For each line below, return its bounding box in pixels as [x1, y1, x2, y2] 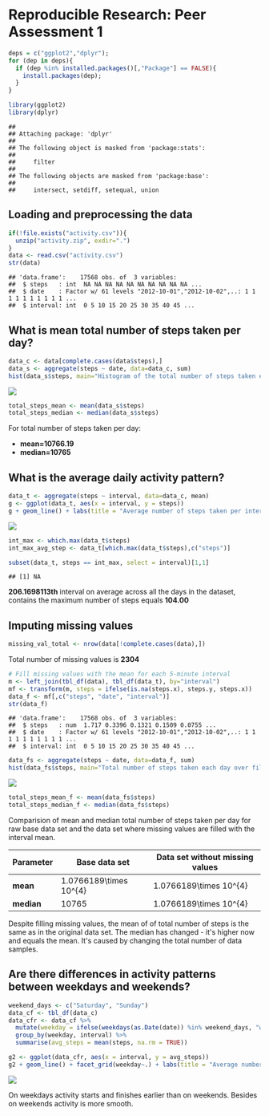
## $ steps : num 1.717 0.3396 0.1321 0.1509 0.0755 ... [8, 721, 217, 729]
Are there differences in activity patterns [8, 968, 216, 981]
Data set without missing [155, 851, 254, 862]
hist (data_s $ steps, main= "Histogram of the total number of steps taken [8, 371, 256, 380]
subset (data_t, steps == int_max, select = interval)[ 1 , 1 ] [8, 558, 210, 566]
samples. [8, 944, 38, 954]
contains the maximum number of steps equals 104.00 [8, 595, 190, 605]
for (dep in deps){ [8, 56, 74, 65]
